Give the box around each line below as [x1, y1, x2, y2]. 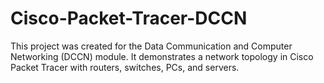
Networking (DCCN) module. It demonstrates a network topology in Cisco [10, 50, 314, 62]
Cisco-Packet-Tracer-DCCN [10, 7, 248, 30]
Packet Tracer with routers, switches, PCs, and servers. [10, 61, 240, 73]
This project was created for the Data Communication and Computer [10, 40, 293, 52]
